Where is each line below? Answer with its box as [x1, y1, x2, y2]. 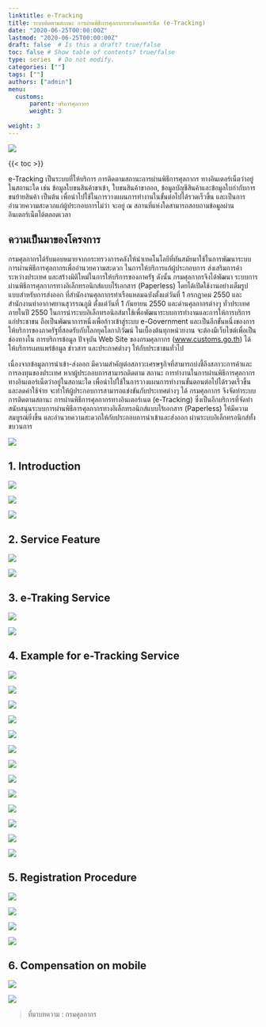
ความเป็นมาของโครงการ [8, 233, 101, 246]
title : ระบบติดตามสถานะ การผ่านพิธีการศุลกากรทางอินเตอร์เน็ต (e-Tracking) [8, 19, 206, 27]
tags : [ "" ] [8, 70, 44, 78]
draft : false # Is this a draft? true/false [8, 41, 161, 49]
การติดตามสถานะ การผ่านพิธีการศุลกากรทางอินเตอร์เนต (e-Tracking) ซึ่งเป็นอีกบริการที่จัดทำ [8, 394, 253, 404]
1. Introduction [8, 459, 81, 473]
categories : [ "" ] [8, 63, 66, 71]
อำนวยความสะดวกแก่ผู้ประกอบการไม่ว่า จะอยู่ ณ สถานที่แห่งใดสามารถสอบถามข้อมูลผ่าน [8, 200, 235, 210]
